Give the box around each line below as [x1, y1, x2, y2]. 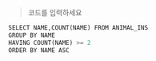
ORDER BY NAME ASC [8, 46, 70, 55]
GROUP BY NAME [8, 31, 56, 39]
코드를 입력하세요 [27, 8, 82, 17]
